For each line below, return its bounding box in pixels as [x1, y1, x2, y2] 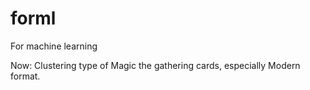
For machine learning [10, 40, 98, 52]
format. [10, 70, 41, 82]
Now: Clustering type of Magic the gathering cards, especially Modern [10, 59, 301, 71]
